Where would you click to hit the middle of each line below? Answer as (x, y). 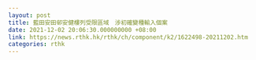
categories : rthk (37, 44)
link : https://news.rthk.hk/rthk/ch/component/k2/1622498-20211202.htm (128, 37)
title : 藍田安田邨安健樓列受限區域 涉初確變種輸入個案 (88, 23)
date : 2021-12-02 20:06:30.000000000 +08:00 (82, 30)
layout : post (30, 15)
